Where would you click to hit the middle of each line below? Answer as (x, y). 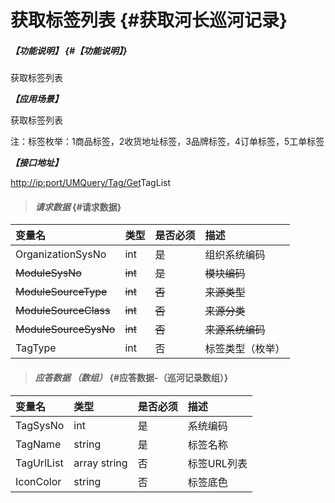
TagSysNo (40, 425)
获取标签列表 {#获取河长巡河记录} (149, 20)
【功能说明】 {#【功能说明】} (69, 50)
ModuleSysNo (48, 273)
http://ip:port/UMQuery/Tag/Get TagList (90, 183)
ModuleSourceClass (63, 311)
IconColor (38, 481)
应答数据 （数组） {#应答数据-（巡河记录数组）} (131, 377)
